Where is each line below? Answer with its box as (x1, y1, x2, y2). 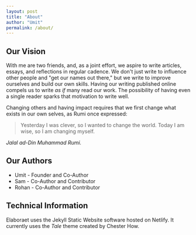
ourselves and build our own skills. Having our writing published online (6, 80, 177, 87)
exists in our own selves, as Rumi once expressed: (6, 110, 128, 117)
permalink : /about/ (6, 24, 54, 31)
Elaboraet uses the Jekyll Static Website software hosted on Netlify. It (6, 216, 174, 223)
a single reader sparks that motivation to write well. (6, 93, 130, 100)
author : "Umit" (6, 19, 43, 25)
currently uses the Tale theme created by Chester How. (6, 222, 139, 229)
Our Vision (6, 46, 46, 56)
